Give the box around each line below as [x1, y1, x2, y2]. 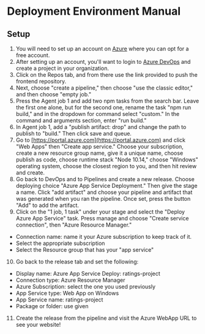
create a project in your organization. [15, 64, 110, 72]
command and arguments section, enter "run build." [15, 117, 147, 124]
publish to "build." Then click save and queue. [15, 130, 132, 137]
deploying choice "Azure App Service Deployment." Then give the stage [15, 182, 198, 189]
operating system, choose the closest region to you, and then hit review [15, 163, 197, 169]
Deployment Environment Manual [7, 4, 181, 18]
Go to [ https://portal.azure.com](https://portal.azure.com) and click [15, 136, 186, 144]
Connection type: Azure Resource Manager [15, 276, 125, 284]
